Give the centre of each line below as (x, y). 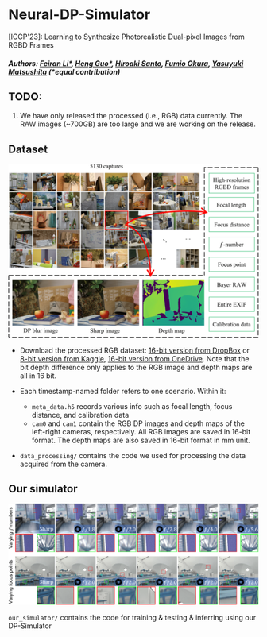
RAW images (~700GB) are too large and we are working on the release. (138, 124)
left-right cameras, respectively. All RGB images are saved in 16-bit (141, 431)
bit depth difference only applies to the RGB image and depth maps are (136, 367)
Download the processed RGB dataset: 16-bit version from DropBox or (135, 350)
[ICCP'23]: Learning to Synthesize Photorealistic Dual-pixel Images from (126, 37)
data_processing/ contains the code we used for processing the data (133, 455)
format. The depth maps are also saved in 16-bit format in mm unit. (141, 440)
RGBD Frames (31, 44)
